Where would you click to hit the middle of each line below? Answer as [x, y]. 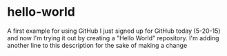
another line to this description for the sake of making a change [97, 45]
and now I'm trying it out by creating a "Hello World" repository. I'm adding [113, 38]
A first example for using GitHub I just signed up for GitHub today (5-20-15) [114, 31]
